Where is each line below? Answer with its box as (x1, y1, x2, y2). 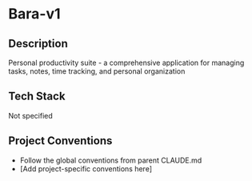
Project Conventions (8, 134, 113, 148)
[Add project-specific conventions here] (19, 163, 153, 173)
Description (8, 37, 68, 50)
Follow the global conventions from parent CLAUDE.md (19, 155, 202, 165)
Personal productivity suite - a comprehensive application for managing (8, 58, 245, 67)
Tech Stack (8, 90, 66, 103)
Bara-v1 (8, 5, 62, 23)
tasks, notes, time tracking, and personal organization (8, 66, 186, 76)
